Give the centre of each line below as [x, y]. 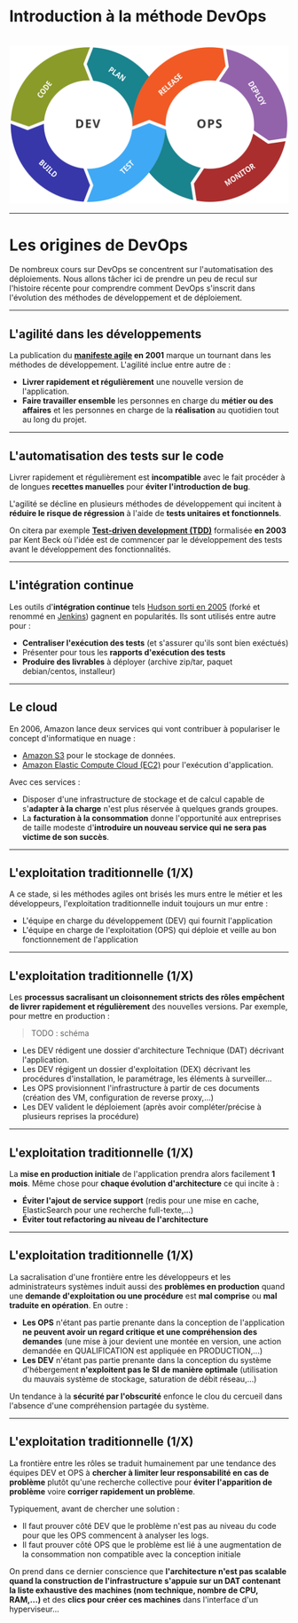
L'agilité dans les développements [106, 334]
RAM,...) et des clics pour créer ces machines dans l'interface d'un [134, 1599]
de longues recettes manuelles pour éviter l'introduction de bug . [130, 486]
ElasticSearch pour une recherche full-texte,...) [108, 1210]
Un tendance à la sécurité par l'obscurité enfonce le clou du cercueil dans [146, 1396]
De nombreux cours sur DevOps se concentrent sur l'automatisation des [141, 270]
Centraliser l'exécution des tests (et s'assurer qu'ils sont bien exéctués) [155, 643]
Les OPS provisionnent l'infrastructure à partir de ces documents [141, 1088]
